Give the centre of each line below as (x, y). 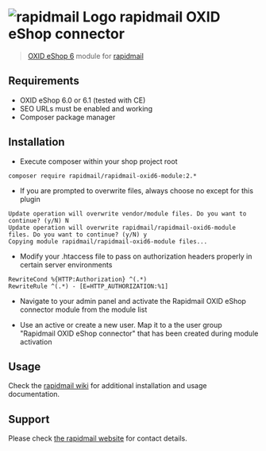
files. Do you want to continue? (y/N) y (78, 235)
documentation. (34, 395)
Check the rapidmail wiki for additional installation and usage (108, 386)
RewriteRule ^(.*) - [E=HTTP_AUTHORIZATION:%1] (89, 286)
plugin (30, 199)
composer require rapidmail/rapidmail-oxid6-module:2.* (102, 176)
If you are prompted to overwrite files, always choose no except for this (137, 190)
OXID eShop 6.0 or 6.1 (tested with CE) (83, 100)
